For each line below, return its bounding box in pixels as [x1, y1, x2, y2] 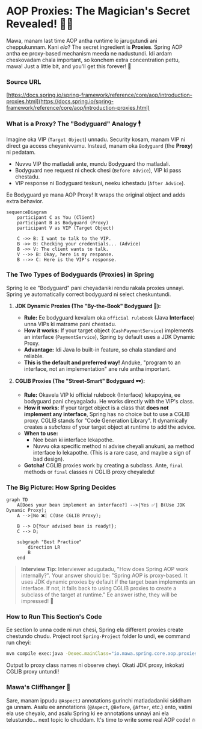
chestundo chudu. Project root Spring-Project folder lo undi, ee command [6, 633, 191, 640]
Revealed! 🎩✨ [6, 17, 74, 31]
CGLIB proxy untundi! [6, 668, 60, 675]
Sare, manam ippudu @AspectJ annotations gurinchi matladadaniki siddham [6, 696, 191, 704]
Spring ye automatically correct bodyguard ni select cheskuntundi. [6, 291, 171, 298]
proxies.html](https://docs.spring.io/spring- [6, 98, 114, 105]
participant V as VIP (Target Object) [17, 225, 114, 231]
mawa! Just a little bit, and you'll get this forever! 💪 [6, 62, 132, 70]
